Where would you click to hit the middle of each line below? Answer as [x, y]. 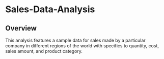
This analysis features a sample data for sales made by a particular [76, 40]
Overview [21, 28]
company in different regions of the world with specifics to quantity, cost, [82, 46]
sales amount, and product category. [44, 51]
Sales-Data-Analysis [50, 9]
